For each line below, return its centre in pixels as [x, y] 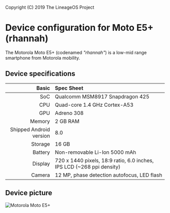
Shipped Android [30, 130]
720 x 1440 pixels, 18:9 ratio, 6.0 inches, [104, 160]
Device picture [29, 193]
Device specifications [40, 74]
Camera [41, 175]
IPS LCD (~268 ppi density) [88, 166]
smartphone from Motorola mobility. [43, 58]
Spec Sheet [69, 88]
